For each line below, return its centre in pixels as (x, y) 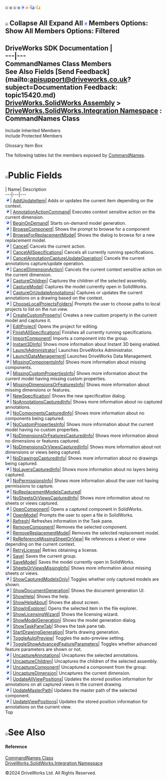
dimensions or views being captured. (43, 452)
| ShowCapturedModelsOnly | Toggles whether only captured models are (85, 579)
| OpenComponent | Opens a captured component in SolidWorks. (77, 509)
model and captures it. (28, 320)
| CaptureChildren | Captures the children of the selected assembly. (79, 281)
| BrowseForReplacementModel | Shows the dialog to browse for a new (83, 235)
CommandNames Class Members (59, 64)
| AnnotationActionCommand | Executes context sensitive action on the (83, 212)
